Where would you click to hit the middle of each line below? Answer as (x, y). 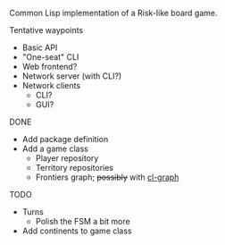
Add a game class (55, 148)
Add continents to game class (77, 231)
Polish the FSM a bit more (83, 221)
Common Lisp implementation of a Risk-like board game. (113, 13)
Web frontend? (50, 67)
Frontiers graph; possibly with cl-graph (107, 177)
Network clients (51, 85)
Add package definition (65, 139)
